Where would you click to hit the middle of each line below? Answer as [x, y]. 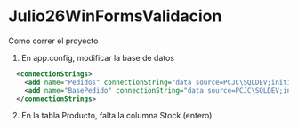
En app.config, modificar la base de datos [98, 57]
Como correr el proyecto [53, 41]
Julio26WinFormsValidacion [115, 16]
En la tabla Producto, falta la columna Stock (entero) [117, 116]
